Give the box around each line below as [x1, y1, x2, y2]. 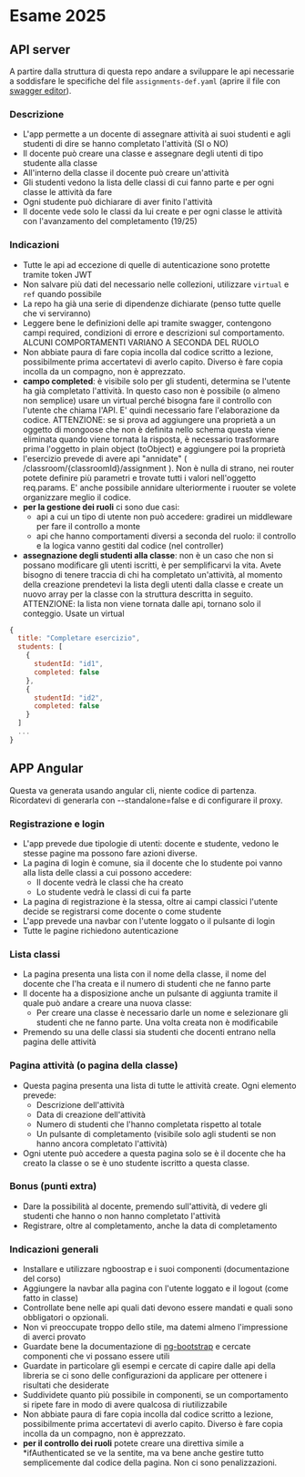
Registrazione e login [9, 817, 105, 830]
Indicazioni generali [9, 1243, 98, 1256]
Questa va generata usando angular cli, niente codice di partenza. [9, 785, 257, 795]
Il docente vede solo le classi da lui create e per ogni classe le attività [22, 206, 283, 217]
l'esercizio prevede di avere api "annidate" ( [22, 453, 188, 464]
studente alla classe [22, 158, 98, 169]
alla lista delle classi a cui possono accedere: [22, 867, 192, 877]
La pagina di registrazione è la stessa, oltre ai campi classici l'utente [22, 896, 279, 907]
